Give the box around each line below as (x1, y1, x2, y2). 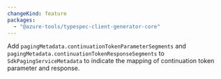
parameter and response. (7, 64, 80, 73)
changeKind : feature (7, 10, 68, 17)
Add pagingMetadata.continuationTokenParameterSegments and (7, 42, 187, 51)
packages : (7, 17, 36, 24)
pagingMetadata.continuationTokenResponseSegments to (7, 49, 165, 58)
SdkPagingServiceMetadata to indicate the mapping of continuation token (7, 57, 215, 65)
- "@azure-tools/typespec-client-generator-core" (13, 23, 160, 30)
